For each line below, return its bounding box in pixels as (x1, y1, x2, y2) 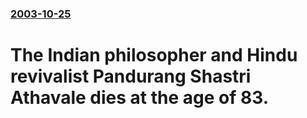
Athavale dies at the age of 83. (10, 87, 270, 109)
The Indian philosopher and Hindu (10, 44, 298, 67)
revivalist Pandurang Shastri (10, 65, 252, 88)
